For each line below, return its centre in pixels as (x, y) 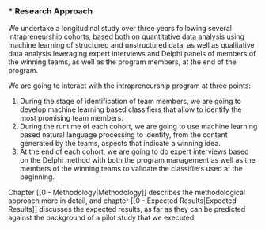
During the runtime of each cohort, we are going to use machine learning (138, 126)
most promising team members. (72, 118)
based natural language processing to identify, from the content (123, 135)
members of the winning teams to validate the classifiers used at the (131, 169)
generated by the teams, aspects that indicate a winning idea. (120, 144)
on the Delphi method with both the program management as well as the (137, 160)
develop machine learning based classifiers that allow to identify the (131, 109)
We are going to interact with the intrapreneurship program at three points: (130, 86)
